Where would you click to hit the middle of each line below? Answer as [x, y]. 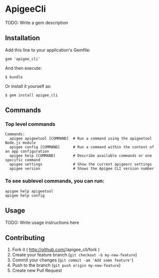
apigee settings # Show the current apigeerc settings [81, 165]
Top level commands [30, 124]
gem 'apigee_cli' [23, 59]
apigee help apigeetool [29, 191]
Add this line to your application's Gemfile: [48, 50]
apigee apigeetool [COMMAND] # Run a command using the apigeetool [81, 139]
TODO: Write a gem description [37, 23]
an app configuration [27, 152]
